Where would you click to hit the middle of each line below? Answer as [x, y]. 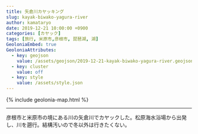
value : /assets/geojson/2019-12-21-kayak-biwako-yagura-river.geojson [105, 61]
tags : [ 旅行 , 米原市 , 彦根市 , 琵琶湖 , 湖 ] [52, 39]
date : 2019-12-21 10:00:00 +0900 [47, 28]
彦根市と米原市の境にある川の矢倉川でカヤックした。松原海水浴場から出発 [96, 117]
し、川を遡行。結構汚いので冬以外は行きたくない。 [68, 125]
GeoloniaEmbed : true [32, 45]
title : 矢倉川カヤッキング [35, 12]
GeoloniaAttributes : [32, 50]
